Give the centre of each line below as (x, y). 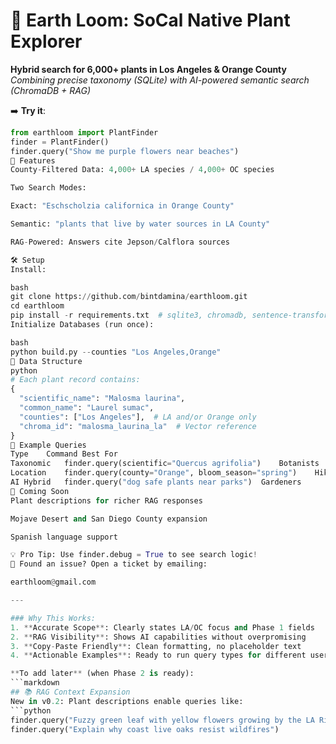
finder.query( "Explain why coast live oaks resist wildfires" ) (145, 729)
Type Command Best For (64, 454)
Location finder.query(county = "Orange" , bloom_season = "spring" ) (154, 473)
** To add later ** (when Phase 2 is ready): (102, 674)
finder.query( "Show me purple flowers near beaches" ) (125, 151)
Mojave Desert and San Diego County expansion (109, 519)
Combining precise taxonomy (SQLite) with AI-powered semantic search (160, 80)
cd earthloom (37, 306)
